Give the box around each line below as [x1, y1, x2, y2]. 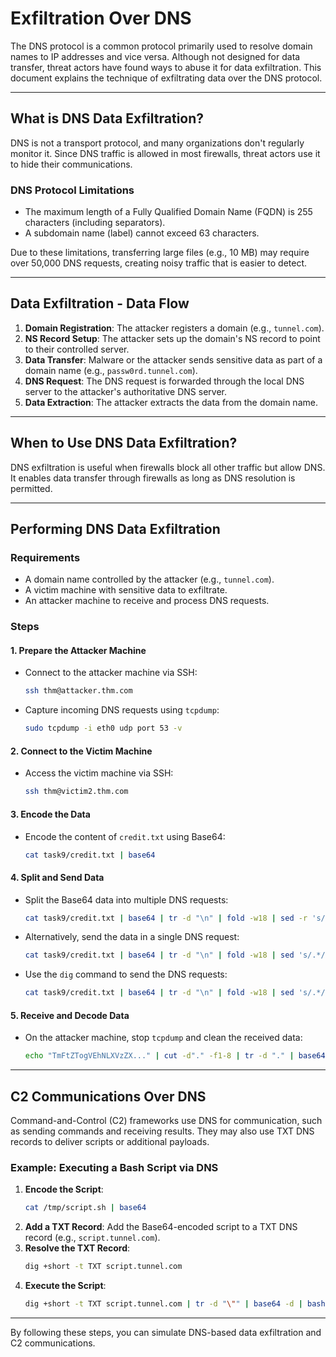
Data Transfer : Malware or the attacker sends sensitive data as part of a [24, 353, 323, 366]
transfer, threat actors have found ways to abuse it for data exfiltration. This [10, 61, 322, 73]
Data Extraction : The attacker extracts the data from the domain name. [24, 396, 318, 408]
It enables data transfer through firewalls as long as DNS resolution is [10, 472, 296, 484]
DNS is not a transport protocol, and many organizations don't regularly [10, 137, 305, 149]
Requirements [10, 550, 81, 564]
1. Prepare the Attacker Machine [10, 644, 147, 656]
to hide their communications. [10, 158, 133, 170]
